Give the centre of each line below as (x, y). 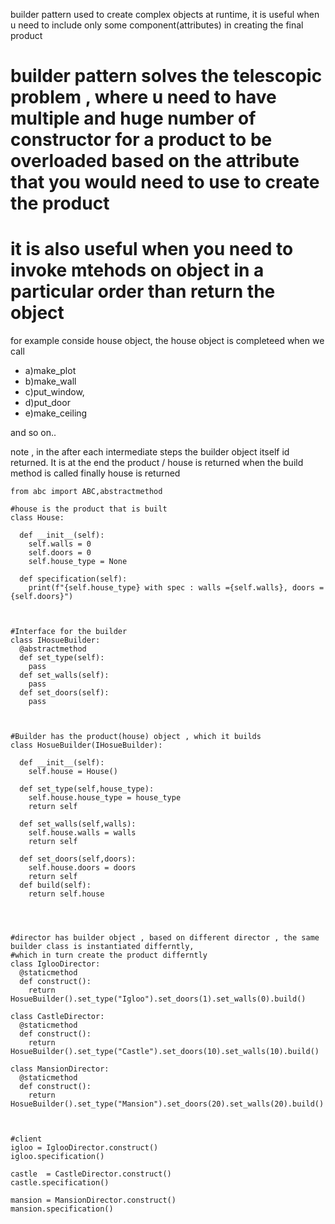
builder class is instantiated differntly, (102, 947)
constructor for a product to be (141, 140)
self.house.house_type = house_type (105, 798)
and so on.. (33, 433)
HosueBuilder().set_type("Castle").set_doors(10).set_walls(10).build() (165, 1052)
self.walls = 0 (60, 544)
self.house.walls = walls (82, 833)
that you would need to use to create (165, 182)
